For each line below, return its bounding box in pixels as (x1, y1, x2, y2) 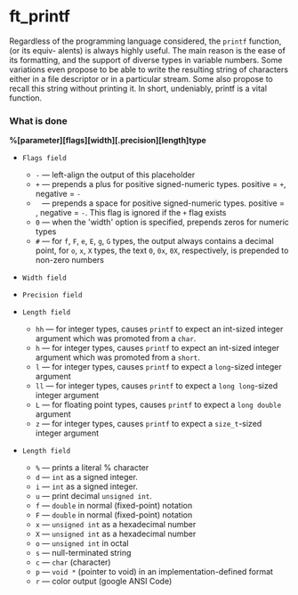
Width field (21, 273, 67, 282)
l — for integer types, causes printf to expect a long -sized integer (35, 362, 282, 372)
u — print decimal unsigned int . (35, 491, 153, 501)
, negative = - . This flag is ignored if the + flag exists (35, 208, 227, 218)
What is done (9, 114, 68, 126)
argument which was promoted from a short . (35, 352, 200, 363)
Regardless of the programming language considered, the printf (9, 36, 247, 46)
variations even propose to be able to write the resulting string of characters (9, 64, 289, 75)
